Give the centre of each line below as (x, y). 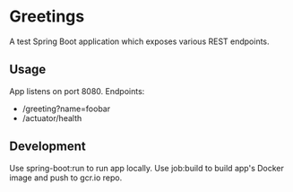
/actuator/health (52, 118)
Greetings (47, 17)
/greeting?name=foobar (66, 109)
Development (48, 147)
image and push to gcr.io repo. (66, 178)
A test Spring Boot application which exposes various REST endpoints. (140, 41)
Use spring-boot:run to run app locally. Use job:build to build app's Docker (147, 168)
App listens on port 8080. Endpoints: (77, 91)
